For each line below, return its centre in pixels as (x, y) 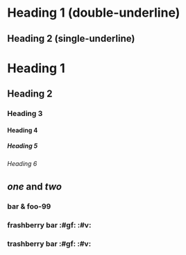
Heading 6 (22, 163)
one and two (35, 187)
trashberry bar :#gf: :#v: (49, 244)
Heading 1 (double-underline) (94, 13)
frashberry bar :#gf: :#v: (49, 225)
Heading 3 (25, 114)
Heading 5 (23, 146)
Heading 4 (23, 130)
